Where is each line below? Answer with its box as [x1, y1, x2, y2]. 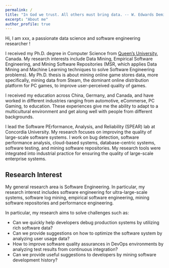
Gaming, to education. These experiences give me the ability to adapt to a [5, 103, 158, 109]
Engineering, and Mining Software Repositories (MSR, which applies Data [5, 61, 157, 67]
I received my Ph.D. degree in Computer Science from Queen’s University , [5, 50, 158, 57]
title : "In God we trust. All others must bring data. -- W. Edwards [5, 12, 154, 17]
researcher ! [5, 41, 31, 47]
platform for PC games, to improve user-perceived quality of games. [5, 83, 147, 89]
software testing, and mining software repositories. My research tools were [5, 145, 161, 151]
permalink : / [5, 7, 33, 13]
